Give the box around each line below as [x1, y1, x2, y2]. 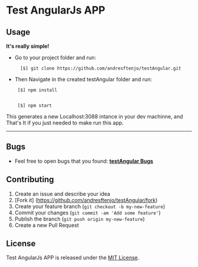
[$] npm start [17, 103, 52, 108]
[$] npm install [17, 87, 58, 93]
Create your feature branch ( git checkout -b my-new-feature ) [14, 203, 166, 210]
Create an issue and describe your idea [14, 190, 111, 197]
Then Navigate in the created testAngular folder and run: [14, 76, 152, 83]
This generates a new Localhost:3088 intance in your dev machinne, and [6, 113, 183, 120]
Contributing [6, 174, 54, 184]
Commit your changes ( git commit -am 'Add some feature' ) [14, 209, 161, 216]
